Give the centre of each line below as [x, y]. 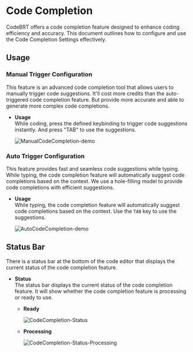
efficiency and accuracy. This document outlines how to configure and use [96, 33]
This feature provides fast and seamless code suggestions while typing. [93, 168]
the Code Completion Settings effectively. [56, 39]
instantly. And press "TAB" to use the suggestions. [75, 129]
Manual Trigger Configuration [49, 74]
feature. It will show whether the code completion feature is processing [100, 291]
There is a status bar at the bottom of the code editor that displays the [91, 261]
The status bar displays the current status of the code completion [93, 285]
